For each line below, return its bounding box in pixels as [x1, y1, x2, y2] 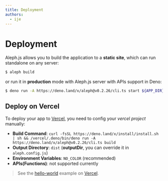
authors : [5, 12, 23, 17]
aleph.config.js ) [12, 149, 48, 155]
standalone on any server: [5, 60, 59, 66]
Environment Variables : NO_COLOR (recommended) [12, 155, 116, 161]
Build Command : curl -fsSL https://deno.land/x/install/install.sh [12, 130, 159, 136]
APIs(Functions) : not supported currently [12, 160, 98, 166]
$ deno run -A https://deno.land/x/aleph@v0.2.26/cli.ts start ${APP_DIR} [5, 88, 164, 93]
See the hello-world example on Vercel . [17, 170, 99, 176]
